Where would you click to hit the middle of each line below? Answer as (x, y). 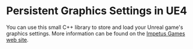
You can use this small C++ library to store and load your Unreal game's (95, 27)
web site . (17, 40)
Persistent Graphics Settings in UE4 (96, 11)
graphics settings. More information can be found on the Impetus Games (96, 33)
